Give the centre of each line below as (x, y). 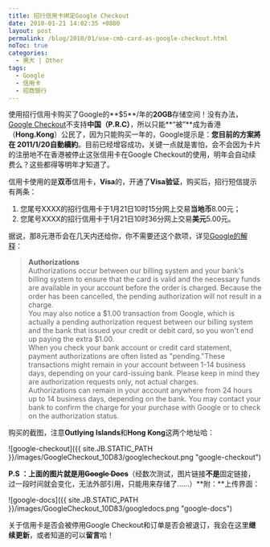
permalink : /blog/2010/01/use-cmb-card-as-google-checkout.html (118, 38)
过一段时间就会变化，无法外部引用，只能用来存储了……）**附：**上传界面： (134, 484)
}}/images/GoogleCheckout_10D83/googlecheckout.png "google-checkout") (135, 457)
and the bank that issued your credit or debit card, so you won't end (141, 331)
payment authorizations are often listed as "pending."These (127, 356)
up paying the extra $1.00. (71, 339)
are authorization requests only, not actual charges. (113, 382)
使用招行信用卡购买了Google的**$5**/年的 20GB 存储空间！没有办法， (125, 114)
